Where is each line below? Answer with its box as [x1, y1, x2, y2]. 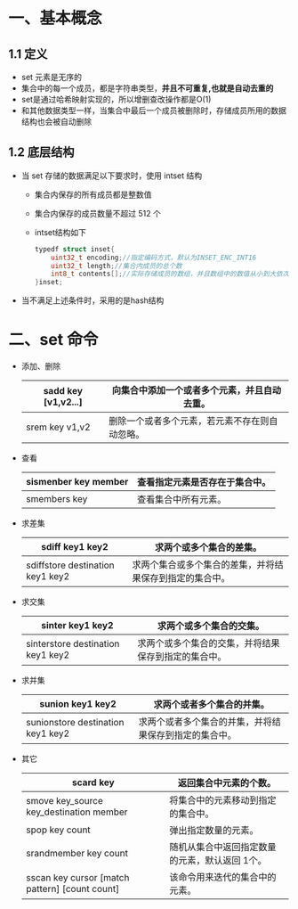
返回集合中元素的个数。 [177, 777, 277, 790]
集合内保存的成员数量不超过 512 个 [34, 208, 162, 218]
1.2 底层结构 [8, 144, 75, 160]
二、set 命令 [8, 330, 99, 350]
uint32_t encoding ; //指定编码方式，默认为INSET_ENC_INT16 [51, 253, 257, 262]
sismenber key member [25, 476, 129, 488]
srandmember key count [25, 848, 128, 860]
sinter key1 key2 [40, 619, 114, 632]
